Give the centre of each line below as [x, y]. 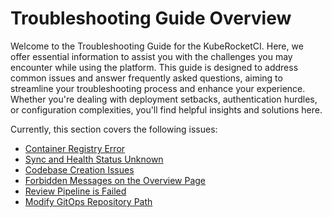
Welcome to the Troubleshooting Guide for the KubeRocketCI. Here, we [157, 46]
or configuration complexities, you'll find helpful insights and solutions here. [166, 109]
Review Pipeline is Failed [75, 191]
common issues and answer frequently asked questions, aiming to [146, 78]
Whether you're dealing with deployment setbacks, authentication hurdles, [164, 99]
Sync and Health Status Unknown [94, 159]
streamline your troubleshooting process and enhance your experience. [158, 88]
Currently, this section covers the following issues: [114, 129]
